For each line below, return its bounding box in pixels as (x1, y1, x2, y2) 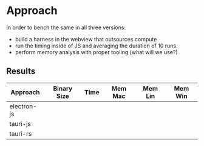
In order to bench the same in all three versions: (6, 24, 126, 31)
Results (6, 66, 36, 77)
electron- (9, 102, 38, 110)
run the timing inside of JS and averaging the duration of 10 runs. (15, 42, 178, 49)
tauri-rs (9, 129, 32, 137)
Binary (53, 84, 73, 92)
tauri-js (9, 119, 32, 128)
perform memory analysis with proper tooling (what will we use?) (15, 48, 178, 55)
